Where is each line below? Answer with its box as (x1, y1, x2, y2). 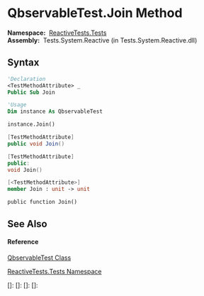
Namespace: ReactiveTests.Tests (7, 28, 107, 37)
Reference (7, 238, 39, 246)
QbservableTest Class (7, 253, 72, 262)
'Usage (7, 102, 27, 109)
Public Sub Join (7, 89, 55, 96)
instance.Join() (7, 121, 55, 128)
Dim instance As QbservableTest (7, 108, 103, 115)
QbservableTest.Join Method (7, 5, 183, 21)
